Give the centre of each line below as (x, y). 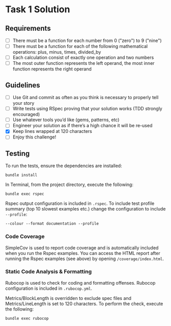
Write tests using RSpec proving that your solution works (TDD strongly (88, 109)
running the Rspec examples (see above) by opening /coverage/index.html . (85, 259)
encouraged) (26, 114)
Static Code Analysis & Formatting (49, 272)
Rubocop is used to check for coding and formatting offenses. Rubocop (80, 283)
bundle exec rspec (25, 194)
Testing (18, 154)
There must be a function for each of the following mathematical (80, 46)
